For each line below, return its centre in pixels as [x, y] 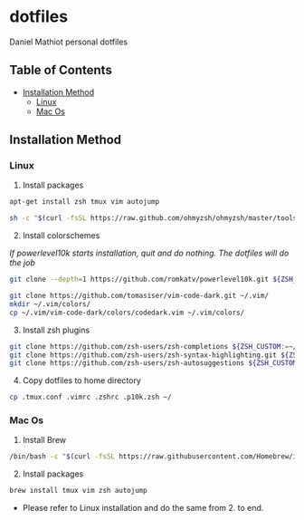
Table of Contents [61, 70]
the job [23, 263]
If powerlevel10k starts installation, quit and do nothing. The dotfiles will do [149, 253]
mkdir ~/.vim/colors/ [50, 304]
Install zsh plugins [56, 330]
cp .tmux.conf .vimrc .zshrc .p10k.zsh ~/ [90, 397]
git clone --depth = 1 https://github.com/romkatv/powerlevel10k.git [139, 279]
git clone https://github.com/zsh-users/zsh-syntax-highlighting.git [143, 355]
